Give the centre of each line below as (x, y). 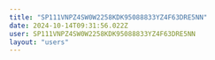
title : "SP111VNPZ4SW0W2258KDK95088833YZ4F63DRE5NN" (108, 17)
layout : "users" (39, 42)
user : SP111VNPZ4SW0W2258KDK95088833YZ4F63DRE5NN (103, 34)
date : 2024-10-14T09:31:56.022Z (69, 26)
